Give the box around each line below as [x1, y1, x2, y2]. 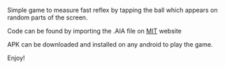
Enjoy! [7, 54, 26, 62]
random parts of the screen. [7, 13, 88, 22]
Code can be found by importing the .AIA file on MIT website [7, 27, 182, 35]
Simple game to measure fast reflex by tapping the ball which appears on [7, 6, 218, 14]
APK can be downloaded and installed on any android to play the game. [7, 40, 213, 48]
